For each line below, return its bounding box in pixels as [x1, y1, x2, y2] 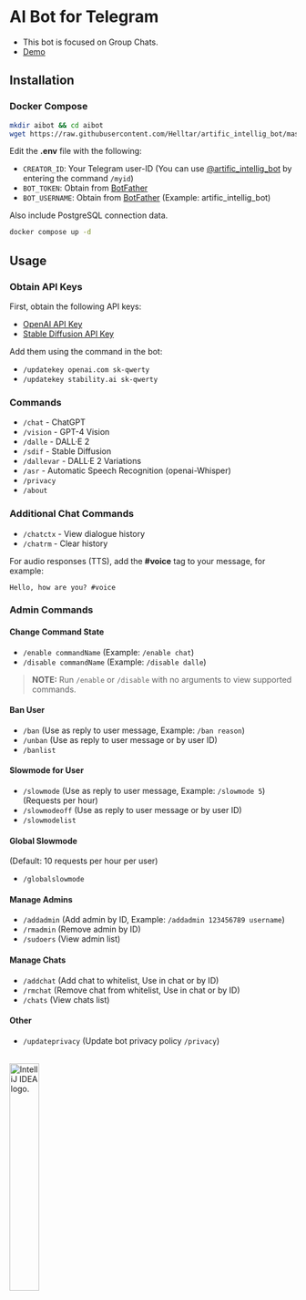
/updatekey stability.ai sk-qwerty [22, 375, 158, 384]
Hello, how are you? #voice [9, 583, 117, 592]
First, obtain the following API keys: [9, 301, 142, 312]
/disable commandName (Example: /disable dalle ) [22, 656, 207, 667]
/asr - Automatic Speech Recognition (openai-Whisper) [22, 465, 232, 476]
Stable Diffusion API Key [22, 328, 115, 339]
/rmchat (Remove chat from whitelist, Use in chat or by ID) [22, 985, 240, 996]
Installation [9, 73, 75, 88]
